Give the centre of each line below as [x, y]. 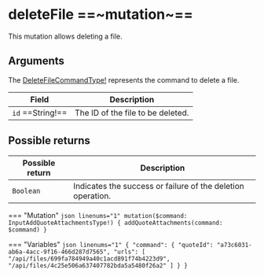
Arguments [37, 61]
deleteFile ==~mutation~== [101, 15]
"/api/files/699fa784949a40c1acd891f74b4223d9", [89, 259]
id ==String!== [40, 113]
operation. [92, 196]
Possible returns [49, 140]
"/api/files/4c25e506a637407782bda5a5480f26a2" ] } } [98, 265]
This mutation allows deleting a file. [66, 36]
